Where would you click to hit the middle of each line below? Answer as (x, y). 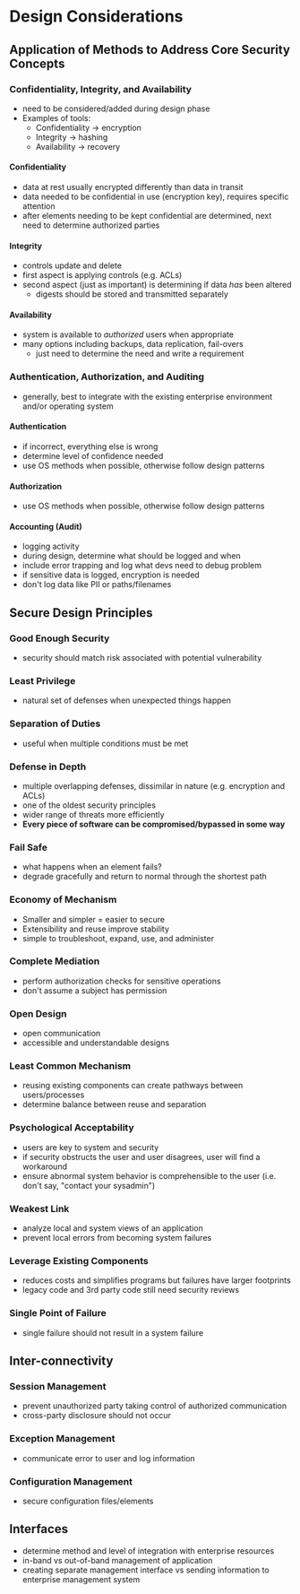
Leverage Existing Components (79, 1260)
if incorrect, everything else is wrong (90, 446)
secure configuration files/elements (88, 1501)
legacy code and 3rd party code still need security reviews (131, 1290)
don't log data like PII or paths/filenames (97, 585)
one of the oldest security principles (89, 805)
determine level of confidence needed (93, 455)
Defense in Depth (48, 767)
